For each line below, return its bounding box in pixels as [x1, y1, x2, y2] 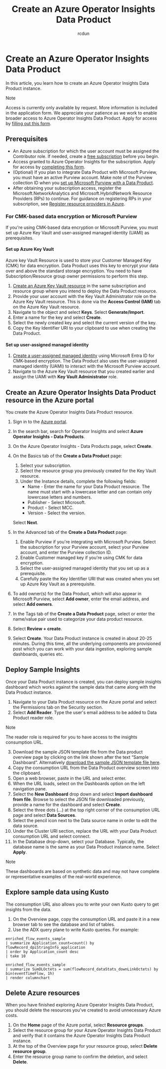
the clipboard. [12, 770, 41, 776]
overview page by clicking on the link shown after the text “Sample [12, 754, 149, 760]
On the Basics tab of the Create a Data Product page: [12, 453, 123, 459]
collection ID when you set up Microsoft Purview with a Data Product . [12, 180, 155, 186]
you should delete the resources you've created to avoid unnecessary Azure [5, 1007, 161, 1013]
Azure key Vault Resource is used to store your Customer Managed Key [5, 257, 151, 263]
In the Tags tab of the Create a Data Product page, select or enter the [12, 611, 155, 617]
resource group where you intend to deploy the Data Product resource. [12, 288, 158, 294]
